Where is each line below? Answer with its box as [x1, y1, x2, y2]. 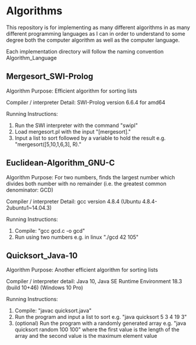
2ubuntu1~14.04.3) [6, 204, 52, 211]
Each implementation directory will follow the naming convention [6, 48, 164, 55]
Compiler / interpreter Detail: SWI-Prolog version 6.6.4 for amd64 [6, 99, 166, 106]
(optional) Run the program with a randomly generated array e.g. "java [14, 319, 187, 327]
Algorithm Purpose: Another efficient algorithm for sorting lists [6, 266, 158, 274]
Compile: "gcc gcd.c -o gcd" [14, 227, 85, 234]
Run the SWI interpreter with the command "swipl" [14, 122, 138, 129]
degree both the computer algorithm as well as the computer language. [6, 36, 180, 43]
